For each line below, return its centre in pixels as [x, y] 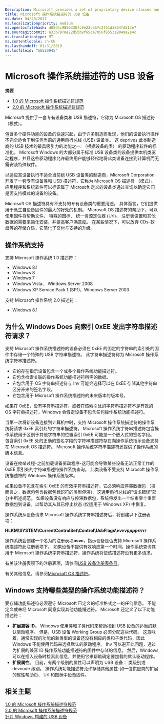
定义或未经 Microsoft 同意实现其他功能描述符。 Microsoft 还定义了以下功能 [80, 609]
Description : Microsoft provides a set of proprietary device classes [78, 10]
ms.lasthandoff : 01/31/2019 [34, 46]
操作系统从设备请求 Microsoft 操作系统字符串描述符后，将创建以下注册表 [78, 515]
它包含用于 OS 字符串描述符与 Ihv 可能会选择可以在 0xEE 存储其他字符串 [85, 383]
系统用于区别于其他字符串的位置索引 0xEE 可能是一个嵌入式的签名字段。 [82, 435]
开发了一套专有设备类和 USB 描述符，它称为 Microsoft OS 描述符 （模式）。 [80, 181]
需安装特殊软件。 [22, 165]
